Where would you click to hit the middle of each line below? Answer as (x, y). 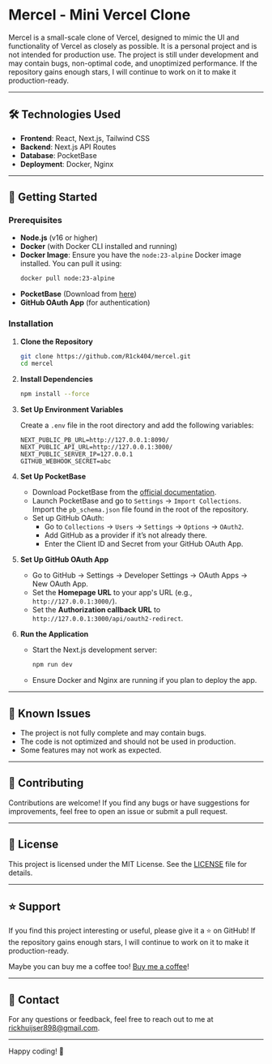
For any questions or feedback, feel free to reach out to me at (111, 1019)
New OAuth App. (60, 584)
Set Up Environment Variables (72, 410)
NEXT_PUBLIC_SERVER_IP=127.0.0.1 (76, 455)
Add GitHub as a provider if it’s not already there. (126, 535)
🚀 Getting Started (53, 197)
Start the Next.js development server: (95, 650)
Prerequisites (35, 221)
